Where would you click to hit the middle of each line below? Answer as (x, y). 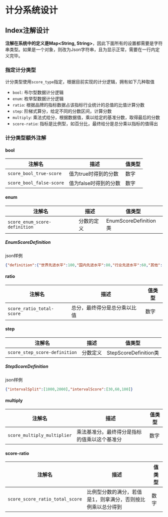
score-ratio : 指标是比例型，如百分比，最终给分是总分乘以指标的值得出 (85, 124)
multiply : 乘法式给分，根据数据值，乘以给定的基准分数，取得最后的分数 (86, 118)
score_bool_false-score (36, 183)
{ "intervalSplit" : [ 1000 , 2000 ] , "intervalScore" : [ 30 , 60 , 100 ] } (69, 389)
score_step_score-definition (42, 352)
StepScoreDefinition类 (133, 352)
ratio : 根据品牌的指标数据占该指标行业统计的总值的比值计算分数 (78, 105)
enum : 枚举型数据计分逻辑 (38, 99)
